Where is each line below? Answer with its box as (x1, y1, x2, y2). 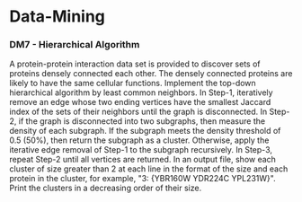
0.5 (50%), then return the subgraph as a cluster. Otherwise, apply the (9, 135, 270, 145)
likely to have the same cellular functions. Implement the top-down (9, 78, 256, 89)
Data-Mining (9, 6, 106, 27)
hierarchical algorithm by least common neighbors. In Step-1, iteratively (9, 87, 273, 98)
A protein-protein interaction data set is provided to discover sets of (9, 58, 261, 69)
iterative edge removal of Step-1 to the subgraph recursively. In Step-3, (9, 145, 272, 155)
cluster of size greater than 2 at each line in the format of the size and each (9, 163, 289, 174)
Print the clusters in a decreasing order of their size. (9, 182, 202, 194)
